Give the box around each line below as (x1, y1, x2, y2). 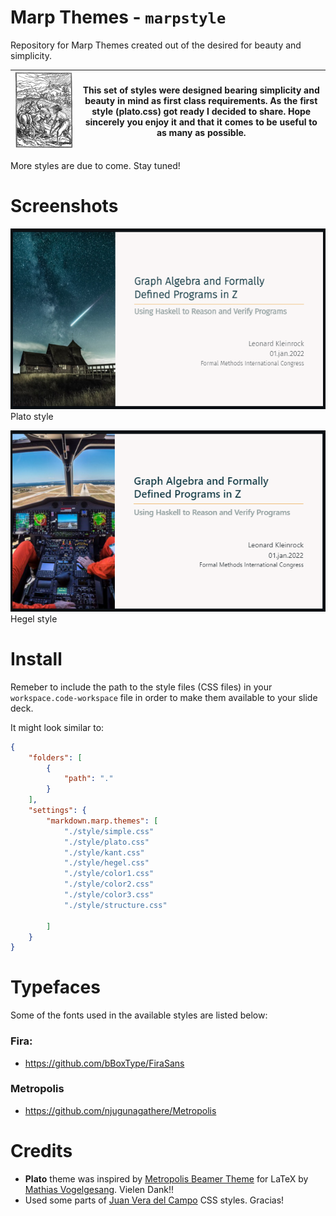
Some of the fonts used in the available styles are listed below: (10, 1009, 268, 1021)
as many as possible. (156, 126, 247, 138)
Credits (10, 1139, 73, 1162)
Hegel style (10, 612, 58, 625)
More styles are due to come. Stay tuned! (10, 160, 181, 172)
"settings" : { (28, 806, 87, 816)
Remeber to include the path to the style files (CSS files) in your (10, 681, 273, 693)
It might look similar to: (10, 721, 105, 733)
